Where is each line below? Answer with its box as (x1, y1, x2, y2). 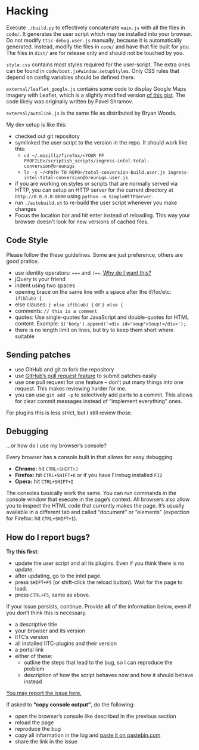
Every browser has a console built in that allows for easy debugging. (6, 454, 175, 461)
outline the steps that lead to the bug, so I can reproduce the (23, 659, 173, 666)
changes (14, 205, 37, 213)
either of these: (14, 653, 52, 660)
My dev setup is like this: (6, 121, 67, 128)
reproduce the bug (14, 726, 61, 733)
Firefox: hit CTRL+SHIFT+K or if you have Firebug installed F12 (14, 472, 163, 479)
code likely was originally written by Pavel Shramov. (6, 97, 133, 105)
